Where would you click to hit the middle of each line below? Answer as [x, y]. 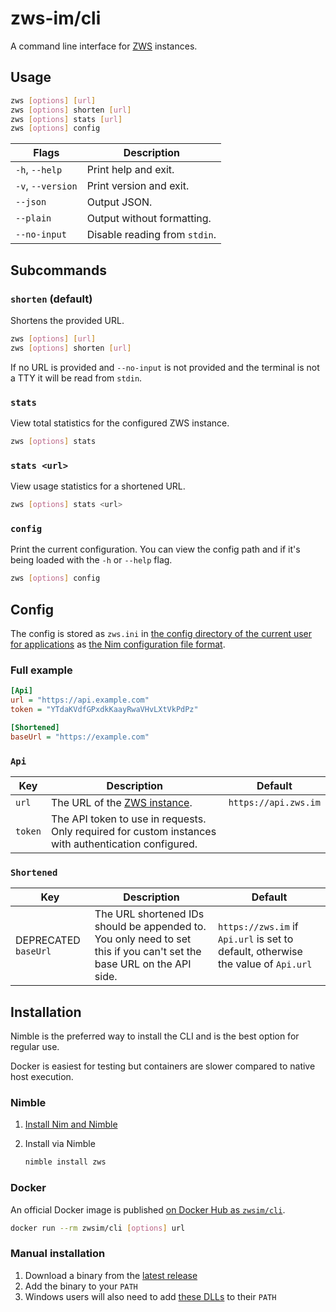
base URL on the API [143, 964]
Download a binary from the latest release [111, 1275]
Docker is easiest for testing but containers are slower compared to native [163, 1066]
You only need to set [143, 939]
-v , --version [46, 186]
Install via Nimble [60, 1144]
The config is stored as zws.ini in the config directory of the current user [161, 634]
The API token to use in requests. [128, 819]
